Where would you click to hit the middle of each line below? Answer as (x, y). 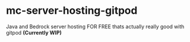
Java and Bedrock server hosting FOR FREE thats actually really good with (95, 26)
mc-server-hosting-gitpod (72, 11)
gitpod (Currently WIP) (34, 32)
